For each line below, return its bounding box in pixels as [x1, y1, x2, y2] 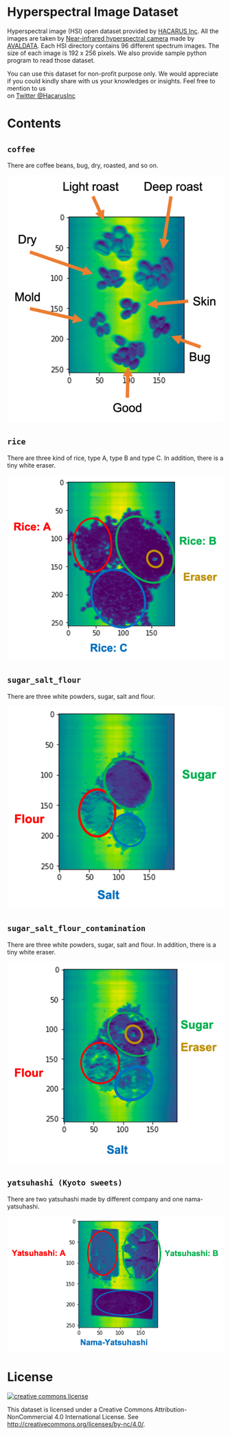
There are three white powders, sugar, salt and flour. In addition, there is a [7, 941, 216, 949]
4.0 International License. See [54, 1413, 139, 1421]
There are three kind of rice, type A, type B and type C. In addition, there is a [7, 454, 224, 462]
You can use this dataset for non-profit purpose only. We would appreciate [7, 70, 218, 78]
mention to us [7, 84, 46, 92]
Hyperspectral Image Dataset [7, 4, 179, 20]
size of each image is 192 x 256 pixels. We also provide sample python [7, 49, 207, 57]
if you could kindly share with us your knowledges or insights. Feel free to [7, 76, 216, 85]
